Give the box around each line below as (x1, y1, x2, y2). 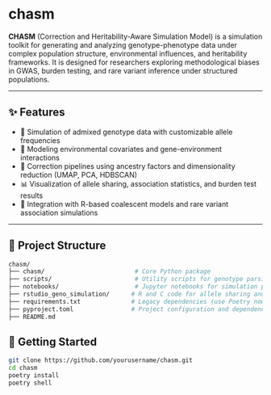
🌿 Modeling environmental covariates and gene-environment (19, 144, 223, 153)
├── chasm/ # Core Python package (8, 267, 211, 275)
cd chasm (8, 364, 38, 372)
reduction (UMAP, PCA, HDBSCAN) (19, 170, 138, 179)
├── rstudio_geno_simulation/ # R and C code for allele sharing (8, 290, 251, 299)
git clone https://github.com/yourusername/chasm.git (8, 356, 194, 364)
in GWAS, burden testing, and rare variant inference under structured (8, 65, 238, 75)
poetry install (8, 372, 60, 380)
